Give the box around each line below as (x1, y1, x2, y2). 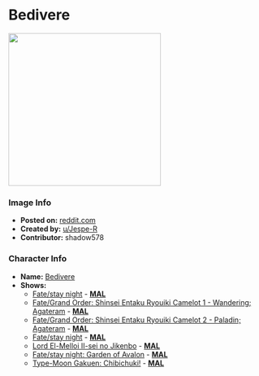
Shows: (19, 280, 47, 290)
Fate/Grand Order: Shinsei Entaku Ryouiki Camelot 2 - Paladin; (32, 315, 241, 325)
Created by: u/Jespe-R (19, 224, 97, 234)
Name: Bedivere (19, 271, 76, 282)
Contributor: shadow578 (19, 233, 104, 243)
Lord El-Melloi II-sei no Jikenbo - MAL (32, 340, 161, 351)
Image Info (8, 197, 51, 208)
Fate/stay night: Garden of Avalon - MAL (32, 349, 168, 359)
